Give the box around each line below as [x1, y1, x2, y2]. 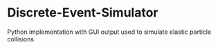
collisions [7, 35, 35, 43]
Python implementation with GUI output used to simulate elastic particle [7, 28, 212, 36]
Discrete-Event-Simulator [7, 5, 158, 21]
